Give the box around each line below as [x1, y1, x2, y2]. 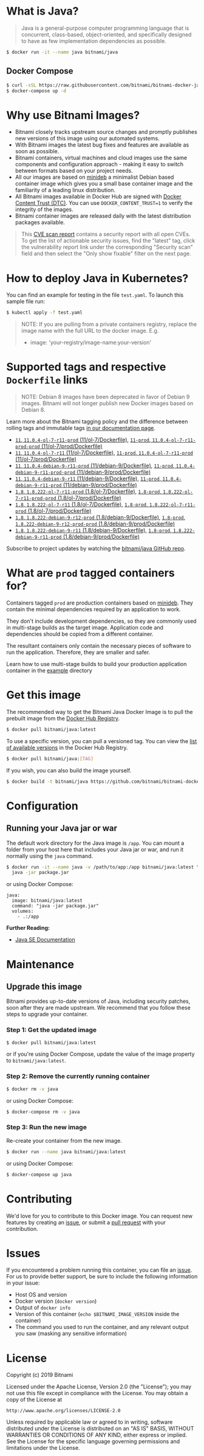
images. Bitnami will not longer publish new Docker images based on [21, 400, 194, 407]
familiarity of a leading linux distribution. [15, 187, 116, 194]
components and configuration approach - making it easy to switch [15, 161, 184, 168]
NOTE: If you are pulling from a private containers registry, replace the [21, 321, 197, 328]
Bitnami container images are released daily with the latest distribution [15, 212, 191, 220]
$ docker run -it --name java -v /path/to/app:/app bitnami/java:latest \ [6, 864, 200, 870]
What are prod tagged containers [6, 566, 175, 580]
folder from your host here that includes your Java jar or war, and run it [6, 845, 184, 853]
